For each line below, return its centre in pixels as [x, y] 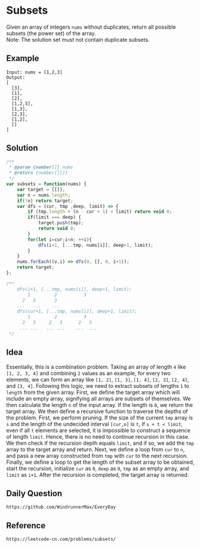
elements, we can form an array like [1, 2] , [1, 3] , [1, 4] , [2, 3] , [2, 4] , [98, 379]
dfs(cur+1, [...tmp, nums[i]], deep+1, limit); [77, 311]
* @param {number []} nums [41, 167]
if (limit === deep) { [55, 218]
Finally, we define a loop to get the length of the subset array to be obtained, [100, 462]
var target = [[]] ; [41, 189]
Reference [26, 526]
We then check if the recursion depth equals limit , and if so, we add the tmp [100, 443]
